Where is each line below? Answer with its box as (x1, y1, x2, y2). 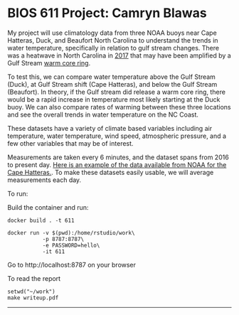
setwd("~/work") (7, 288, 55, 295)
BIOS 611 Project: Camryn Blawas (7, 5, 208, 21)
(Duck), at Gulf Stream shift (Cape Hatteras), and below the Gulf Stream (7, 80, 218, 88)
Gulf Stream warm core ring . (7, 58, 91, 67)
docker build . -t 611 (7, 217, 75, 224)
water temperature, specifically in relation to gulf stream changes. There (7, 43, 219, 52)
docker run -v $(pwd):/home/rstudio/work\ (7, 229, 135, 236)
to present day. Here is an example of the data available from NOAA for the (7, 160, 227, 169)
